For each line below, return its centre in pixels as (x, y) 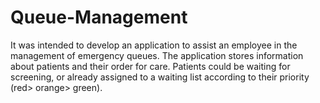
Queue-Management (99, 17)
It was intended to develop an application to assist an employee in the (154, 45)
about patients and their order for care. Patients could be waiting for (150, 66)
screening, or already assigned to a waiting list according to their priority (160, 77)
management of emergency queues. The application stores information (157, 55)
